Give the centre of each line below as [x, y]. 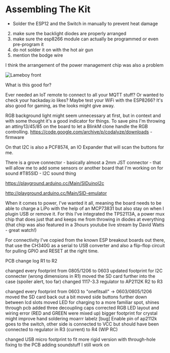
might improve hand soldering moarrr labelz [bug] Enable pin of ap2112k [81, 318]
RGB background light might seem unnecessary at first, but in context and [83, 115]
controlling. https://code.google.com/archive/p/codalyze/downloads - [79, 132]
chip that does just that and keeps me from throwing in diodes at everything [85, 219]
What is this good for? [29, 85]
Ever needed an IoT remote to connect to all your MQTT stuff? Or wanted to [85, 95]
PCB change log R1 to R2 [31, 261]
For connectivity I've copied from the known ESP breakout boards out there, [85, 240]
